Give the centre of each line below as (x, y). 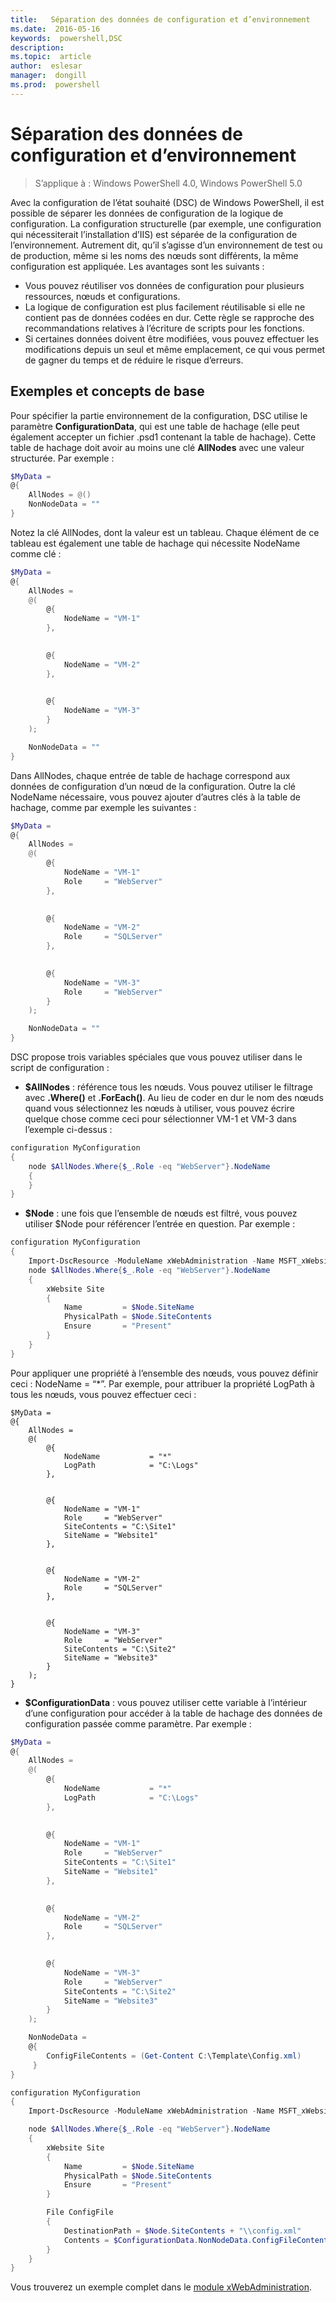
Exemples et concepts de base (107, 391)
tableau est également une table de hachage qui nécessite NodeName (155, 543)
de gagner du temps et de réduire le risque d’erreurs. (134, 360)
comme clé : (36, 553)
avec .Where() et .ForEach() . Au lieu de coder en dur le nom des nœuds (174, 1097)
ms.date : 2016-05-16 (55, 29)
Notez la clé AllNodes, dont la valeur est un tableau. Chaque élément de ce (165, 532)
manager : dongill (48, 76)
